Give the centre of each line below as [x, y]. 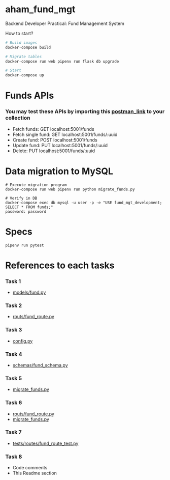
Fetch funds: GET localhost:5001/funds [54, 129]
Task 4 [14, 354]
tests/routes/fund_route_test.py [45, 443]
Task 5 [13, 378]
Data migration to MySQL [59, 171]
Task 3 [14, 330]
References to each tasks [60, 265]
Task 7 [13, 432]
